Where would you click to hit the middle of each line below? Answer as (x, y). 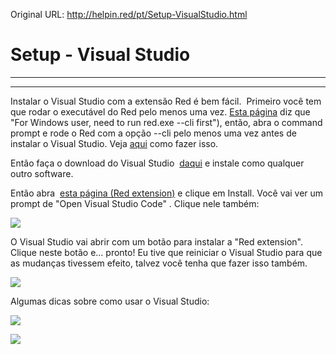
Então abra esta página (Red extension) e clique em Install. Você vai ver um (167, 193)
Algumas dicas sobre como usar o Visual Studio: (110, 301)
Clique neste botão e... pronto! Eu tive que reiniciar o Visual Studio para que (166, 252)
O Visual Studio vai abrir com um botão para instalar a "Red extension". (156, 241)
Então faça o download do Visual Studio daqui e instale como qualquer (157, 163)
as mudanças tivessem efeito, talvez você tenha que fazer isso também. (159, 263)
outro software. (42, 173)
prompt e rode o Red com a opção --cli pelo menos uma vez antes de (153, 133)
